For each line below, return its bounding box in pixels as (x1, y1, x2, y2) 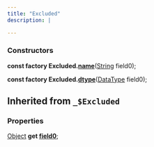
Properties (7, 116, 44, 126)
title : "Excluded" (7, 10, 61, 17)
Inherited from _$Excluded (7, 95, 120, 107)
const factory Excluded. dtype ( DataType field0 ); (7, 75, 148, 84)
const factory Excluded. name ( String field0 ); (7, 61, 137, 70)
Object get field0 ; (7, 132, 59, 140)
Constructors (7, 46, 54, 56)
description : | (7, 17, 52, 24)
